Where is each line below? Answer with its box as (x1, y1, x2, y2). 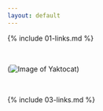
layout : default (7, 11, 61, 20)
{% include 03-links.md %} (7, 94, 96, 104)
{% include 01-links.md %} (7, 33, 94, 43)
